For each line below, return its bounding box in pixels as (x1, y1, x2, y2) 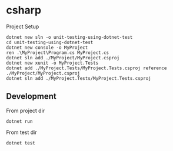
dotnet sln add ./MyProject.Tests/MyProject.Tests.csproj (6, 75, 151, 81)
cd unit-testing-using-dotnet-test (6, 39, 94, 45)
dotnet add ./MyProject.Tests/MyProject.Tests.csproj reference (6, 65, 167, 71)
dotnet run (6, 118, 33, 124)
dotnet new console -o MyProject (6, 45, 88, 51)
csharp (6, 4, 42, 17)
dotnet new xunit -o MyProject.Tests (6, 60, 99, 66)
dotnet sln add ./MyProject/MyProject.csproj (6, 55, 119, 61)
